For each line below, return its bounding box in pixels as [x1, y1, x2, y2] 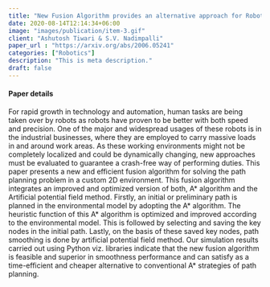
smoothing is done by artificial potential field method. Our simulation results [8, 235, 259, 244]
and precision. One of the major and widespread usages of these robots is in [8, 124, 262, 133]
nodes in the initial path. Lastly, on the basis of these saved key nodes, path [8, 226, 260, 236]
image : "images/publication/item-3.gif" [8, 27, 146, 35]
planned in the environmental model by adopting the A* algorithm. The [8, 200, 241, 210]
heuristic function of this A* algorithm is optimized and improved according [8, 209, 257, 219]
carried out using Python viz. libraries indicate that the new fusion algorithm [8, 243, 260, 253]
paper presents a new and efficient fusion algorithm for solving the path [8, 166, 247, 176]
